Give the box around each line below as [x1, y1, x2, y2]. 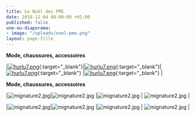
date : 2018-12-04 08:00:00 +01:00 [6, 14, 91, 20]
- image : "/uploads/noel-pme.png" [6, 30, 91, 36]
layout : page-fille [6, 36, 54, 42]
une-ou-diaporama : [6, 25, 51, 31]
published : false [6, 19, 49, 25]
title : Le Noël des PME [6, 8, 64, 15]
